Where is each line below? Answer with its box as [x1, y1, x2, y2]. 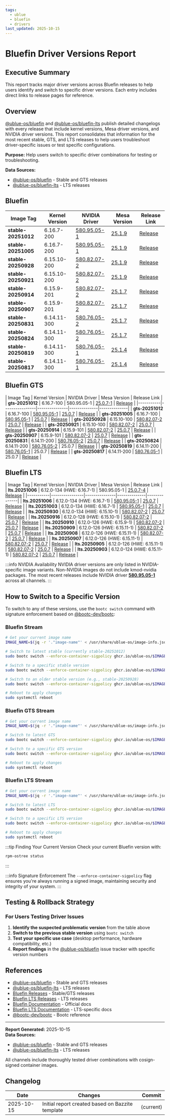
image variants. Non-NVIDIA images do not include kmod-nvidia [23, 567, 157, 573]
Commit [141, 1092, 161, 1099]
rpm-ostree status [5, 853, 44, 858]
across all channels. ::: [5, 577, 52, 584]
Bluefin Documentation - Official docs [12, 1001, 92, 1007]
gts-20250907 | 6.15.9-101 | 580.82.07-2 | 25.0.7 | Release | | [5, 432, 134, 438]
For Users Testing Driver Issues [5, 913, 84, 920]
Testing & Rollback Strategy [5, 898, 95, 906]
